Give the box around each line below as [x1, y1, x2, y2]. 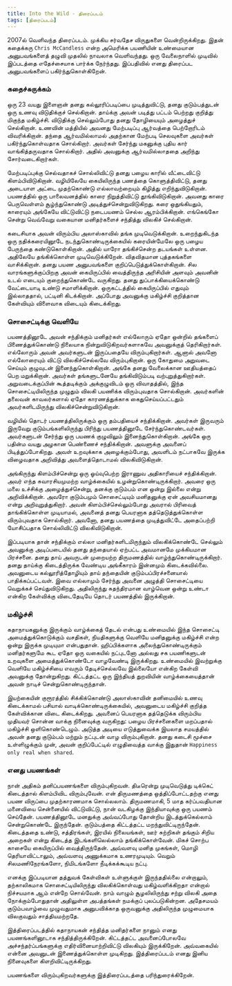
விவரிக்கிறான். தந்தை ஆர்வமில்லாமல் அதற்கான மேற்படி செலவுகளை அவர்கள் [7, 131, 214, 139]
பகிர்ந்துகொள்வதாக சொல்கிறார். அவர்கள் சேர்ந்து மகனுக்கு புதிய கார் [7, 139, 188, 147]
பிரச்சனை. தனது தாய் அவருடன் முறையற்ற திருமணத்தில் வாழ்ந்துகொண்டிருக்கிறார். [7, 553, 222, 561]
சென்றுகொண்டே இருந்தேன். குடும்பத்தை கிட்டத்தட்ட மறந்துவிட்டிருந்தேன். [7, 820, 200, 828]
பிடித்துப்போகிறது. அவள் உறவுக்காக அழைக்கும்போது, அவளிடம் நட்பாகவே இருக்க [7, 448, 225, 456]
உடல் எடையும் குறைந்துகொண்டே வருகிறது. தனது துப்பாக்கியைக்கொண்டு [7, 275, 200, 284]
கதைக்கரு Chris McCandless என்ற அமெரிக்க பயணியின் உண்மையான [7, 43, 195, 52]
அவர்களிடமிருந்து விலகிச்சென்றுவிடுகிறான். [7, 403, 120, 411]
